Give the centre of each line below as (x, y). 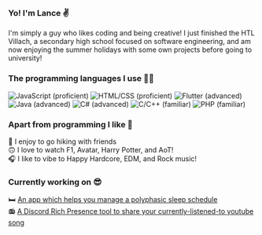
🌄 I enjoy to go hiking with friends (62, 141)
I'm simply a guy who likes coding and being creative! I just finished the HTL (131, 33)
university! (25, 58)
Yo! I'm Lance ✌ (39, 13)
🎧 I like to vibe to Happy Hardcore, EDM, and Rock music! (103, 158)
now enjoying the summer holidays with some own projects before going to (130, 50)
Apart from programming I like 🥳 (71, 124)
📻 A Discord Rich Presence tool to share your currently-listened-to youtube (131, 211)
